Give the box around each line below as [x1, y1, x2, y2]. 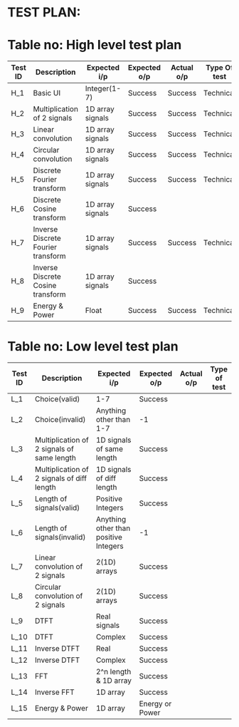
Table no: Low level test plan [7, 339, 179, 355]
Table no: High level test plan [7, 37, 182, 53]
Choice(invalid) [34, 415, 86, 425]
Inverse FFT [34, 687, 75, 697]
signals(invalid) [34, 532, 86, 542]
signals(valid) [34, 503, 80, 513]
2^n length [95, 667, 132, 677]
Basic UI [33, 88, 61, 98]
